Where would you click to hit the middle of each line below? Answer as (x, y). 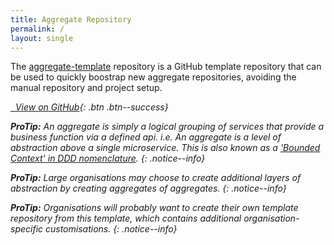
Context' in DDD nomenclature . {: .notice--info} (108, 158)
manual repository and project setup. (86, 88)
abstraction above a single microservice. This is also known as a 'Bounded (165, 148)
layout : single (42, 38)
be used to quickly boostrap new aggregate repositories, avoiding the (153, 77)
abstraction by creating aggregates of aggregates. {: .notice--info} (148, 188)
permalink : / (37, 29)
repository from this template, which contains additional (126, 218)
